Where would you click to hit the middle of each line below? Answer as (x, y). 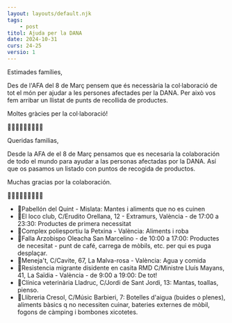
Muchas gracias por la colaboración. (59, 182)
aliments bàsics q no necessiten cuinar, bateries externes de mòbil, (114, 304)
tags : (15, 20)
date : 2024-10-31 (32, 40)
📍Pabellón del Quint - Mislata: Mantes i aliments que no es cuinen (111, 209)
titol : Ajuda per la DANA (44, 33)
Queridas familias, (33, 140)
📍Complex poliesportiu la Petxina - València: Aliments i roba (103, 231)
